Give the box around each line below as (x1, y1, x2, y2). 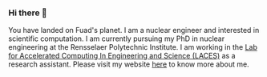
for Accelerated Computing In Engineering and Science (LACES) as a (8, 51, 236, 61)
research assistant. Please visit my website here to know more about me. (8, 59, 250, 69)
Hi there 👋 (8, 7, 48, 18)
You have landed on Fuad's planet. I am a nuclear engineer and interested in (8, 26, 260, 35)
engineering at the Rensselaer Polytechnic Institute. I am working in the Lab (8, 43, 258, 52)
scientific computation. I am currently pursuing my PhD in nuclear (8, 34, 225, 43)
